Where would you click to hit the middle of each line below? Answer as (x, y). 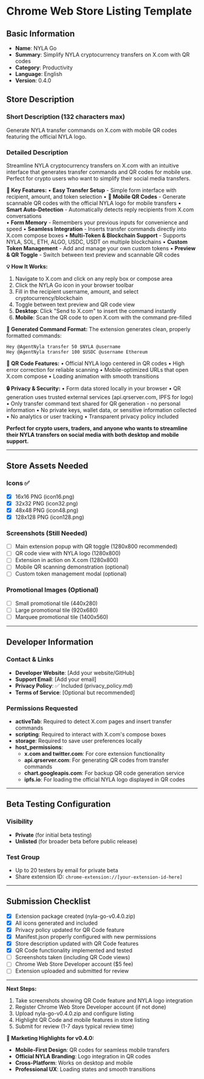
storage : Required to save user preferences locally (79, 741)
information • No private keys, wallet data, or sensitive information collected (101, 410)
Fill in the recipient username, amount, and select (77, 291)
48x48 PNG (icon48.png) (47, 510)
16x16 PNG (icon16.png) (45, 496)
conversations (24, 216)
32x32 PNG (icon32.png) (46, 503)
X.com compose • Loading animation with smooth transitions (83, 376)
